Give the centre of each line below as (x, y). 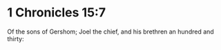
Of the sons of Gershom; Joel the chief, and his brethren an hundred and (110, 32)
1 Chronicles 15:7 (56, 13)
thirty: (16, 38)
